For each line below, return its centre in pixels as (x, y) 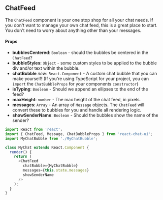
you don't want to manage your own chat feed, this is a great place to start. (81, 25)
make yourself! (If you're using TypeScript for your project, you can (81, 79)
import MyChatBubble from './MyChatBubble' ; (51, 139)
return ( (23, 157)
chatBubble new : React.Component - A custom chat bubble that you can (85, 74)
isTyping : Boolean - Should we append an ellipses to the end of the (80, 89)
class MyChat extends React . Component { (47, 147)
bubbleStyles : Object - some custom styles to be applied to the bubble (84, 63)
